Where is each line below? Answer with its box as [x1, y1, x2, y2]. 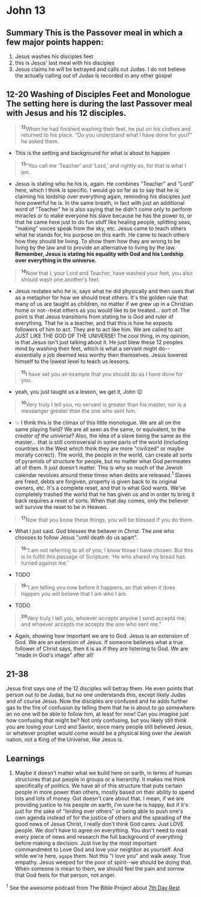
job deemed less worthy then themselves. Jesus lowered [47, 351, 187, 358]
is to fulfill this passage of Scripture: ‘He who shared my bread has [20, 553, 185, 561]
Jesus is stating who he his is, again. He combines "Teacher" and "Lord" [14, 180, 194, 187]
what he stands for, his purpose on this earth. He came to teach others [14, 231, 190, 239]
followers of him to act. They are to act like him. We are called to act [14, 326, 182, 333]
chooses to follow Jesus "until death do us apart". [14, 534, 138, 541]
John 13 [6, 4, 46, 17]
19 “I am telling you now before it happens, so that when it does [20, 583, 175, 591]
